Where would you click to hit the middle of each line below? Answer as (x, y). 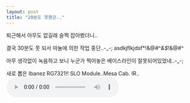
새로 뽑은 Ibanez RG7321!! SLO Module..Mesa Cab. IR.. (73, 73)
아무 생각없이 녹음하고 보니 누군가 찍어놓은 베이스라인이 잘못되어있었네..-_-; (95, 60)
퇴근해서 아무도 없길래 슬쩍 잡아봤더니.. (52, 35)
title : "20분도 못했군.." (35, 17)
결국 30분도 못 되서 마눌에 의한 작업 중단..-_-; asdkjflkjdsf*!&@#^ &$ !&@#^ (95, 48)
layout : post (23, 12)
